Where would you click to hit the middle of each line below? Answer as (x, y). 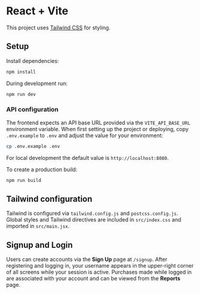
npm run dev (21, 94)
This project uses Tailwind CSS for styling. (58, 28)
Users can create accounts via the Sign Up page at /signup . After (87, 259)
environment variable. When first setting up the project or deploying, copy (97, 129)
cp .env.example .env (33, 146)
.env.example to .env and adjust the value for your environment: (85, 135)
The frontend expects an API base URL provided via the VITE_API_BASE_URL (98, 122)
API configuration (32, 110)
